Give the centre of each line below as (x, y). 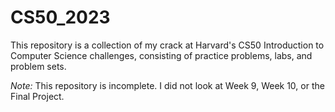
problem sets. (38, 66)
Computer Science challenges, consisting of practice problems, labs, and (161, 55)
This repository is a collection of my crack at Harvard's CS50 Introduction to (167, 45)
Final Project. (37, 96)
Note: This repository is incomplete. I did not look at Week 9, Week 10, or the (167, 85)
